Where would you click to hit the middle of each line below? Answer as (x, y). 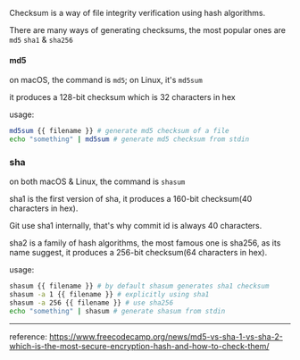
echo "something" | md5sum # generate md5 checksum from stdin (129, 139)
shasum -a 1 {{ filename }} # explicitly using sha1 (109, 295)
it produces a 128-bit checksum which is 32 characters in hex (122, 97)
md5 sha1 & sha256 (41, 40)
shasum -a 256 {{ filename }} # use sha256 (92, 303)
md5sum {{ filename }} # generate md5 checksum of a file (119, 131)
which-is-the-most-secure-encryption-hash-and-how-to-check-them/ (139, 346)
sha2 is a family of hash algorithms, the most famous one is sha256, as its (145, 243)
